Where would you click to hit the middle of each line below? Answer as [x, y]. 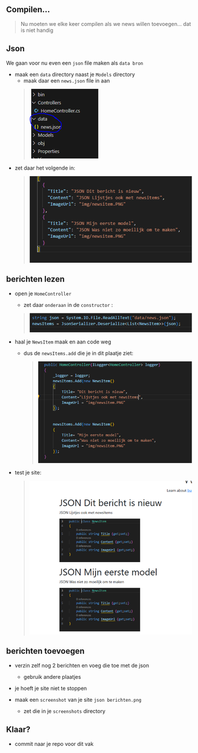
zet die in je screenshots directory [64, 711]
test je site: [28, 473]
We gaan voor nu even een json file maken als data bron [75, 63]
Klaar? [18, 730]
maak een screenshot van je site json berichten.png [78, 699]
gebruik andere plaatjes [52, 676]
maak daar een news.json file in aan [67, 80]
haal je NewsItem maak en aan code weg [63, 342]
